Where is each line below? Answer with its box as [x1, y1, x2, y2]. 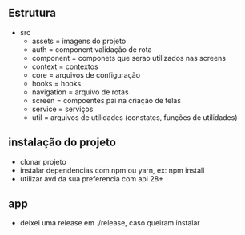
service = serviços [31, 104, 94, 114]
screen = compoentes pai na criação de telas [31, 95, 182, 105]
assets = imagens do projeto [31, 36, 127, 46]
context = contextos [31, 62, 98, 71]
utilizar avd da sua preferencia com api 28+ [19, 173, 164, 183]
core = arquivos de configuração [31, 70, 141, 79]
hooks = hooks [31, 78, 82, 88]
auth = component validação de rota [31, 44, 152, 54]
